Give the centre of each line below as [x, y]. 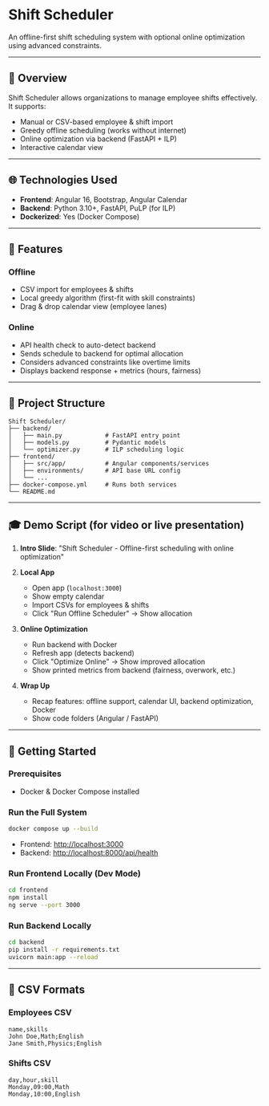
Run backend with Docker [74, 644]
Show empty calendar [68, 596]
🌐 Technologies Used [63, 180]
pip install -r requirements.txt [64, 950]
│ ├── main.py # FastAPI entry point [94, 436]
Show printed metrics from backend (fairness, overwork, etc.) [134, 670]
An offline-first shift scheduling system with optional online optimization [127, 37]
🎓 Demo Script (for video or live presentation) [126, 525]
